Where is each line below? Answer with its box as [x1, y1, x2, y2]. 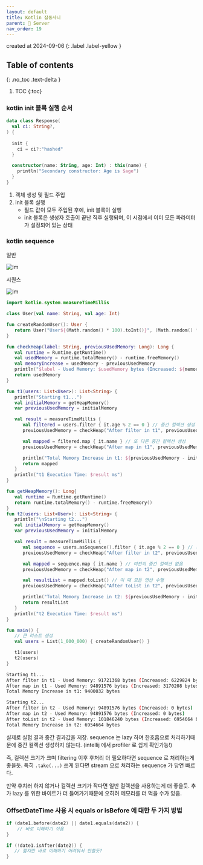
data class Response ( [6, 118, 61, 124]
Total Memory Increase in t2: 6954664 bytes [6, 722, 120, 728]
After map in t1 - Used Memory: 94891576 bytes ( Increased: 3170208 [6, 683, 182, 689]
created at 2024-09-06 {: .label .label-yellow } [6, 42, 122, 50]
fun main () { [6, 627, 39, 633]
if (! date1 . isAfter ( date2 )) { [6, 842, 83, 849]
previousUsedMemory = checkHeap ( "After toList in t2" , [22, 583, 164, 589]
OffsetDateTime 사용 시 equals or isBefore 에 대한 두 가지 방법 [6, 806, 182, 814]
